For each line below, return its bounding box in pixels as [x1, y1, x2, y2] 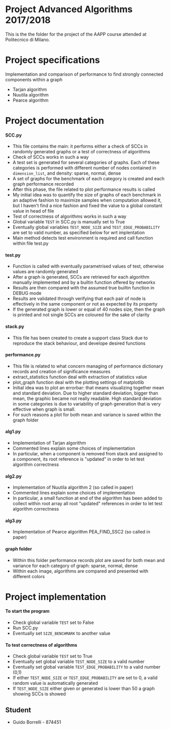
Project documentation [5, 115, 105, 126]
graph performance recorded [12, 181, 74, 187]
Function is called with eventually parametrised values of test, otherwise [12, 263, 164, 270]
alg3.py [5, 517, 22, 523]
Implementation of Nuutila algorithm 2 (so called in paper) [12, 484, 133, 490]
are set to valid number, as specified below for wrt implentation [12, 229, 145, 236]
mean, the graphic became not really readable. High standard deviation [12, 395, 162, 402]
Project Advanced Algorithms [5, 4, 133, 15]
